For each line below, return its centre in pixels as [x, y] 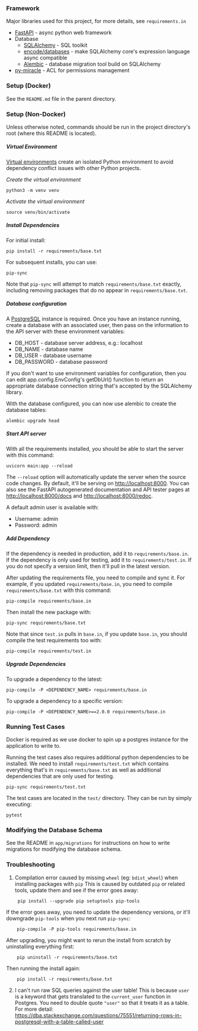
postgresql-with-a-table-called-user [59, 1022]
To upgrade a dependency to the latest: [54, 679]
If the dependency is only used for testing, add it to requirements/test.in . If [99, 560]
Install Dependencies [33, 225]
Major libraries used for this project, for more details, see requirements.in [96, 21]
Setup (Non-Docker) [36, 114]
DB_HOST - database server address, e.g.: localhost [79, 342]
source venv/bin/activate [38, 212]
